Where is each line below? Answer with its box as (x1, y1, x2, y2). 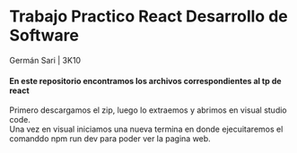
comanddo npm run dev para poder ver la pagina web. (9, 133, 211, 144)
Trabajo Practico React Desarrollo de (9, 6, 289, 27)
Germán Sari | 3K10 (9, 55, 82, 65)
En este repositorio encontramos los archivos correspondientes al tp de (9, 75, 282, 86)
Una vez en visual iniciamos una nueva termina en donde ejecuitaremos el (9, 123, 284, 135)
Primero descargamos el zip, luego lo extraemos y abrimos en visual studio (9, 105, 287, 115)
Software (9, 25, 79, 46)
